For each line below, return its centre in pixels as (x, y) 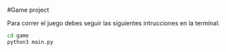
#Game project (28, 10)
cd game (18, 36)
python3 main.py (30, 42)
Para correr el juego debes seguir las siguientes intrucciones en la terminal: (114, 23)
